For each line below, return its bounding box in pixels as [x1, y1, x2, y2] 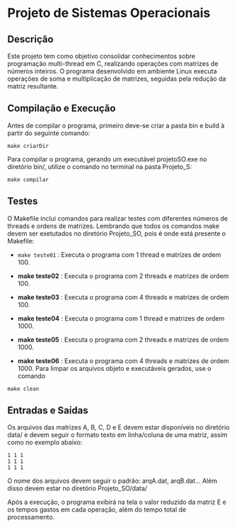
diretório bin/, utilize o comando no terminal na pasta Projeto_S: [7, 162, 192, 171]
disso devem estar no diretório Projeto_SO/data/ [7, 484, 147, 493]
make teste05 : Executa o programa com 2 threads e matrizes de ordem [17, 335, 229, 344]
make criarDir [7, 142, 50, 149]
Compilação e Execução [7, 103, 116, 115]
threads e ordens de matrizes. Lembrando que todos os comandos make [7, 222, 219, 230]
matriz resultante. [7, 82, 59, 90]
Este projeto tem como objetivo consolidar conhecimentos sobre [7, 52, 196, 60]
